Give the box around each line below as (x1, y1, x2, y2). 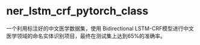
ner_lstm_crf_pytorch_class (6, 4, 149, 18)
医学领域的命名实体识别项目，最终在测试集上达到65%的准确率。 (6, 32, 166, 40)
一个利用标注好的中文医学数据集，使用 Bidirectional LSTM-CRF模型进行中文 (6, 25, 194, 32)
